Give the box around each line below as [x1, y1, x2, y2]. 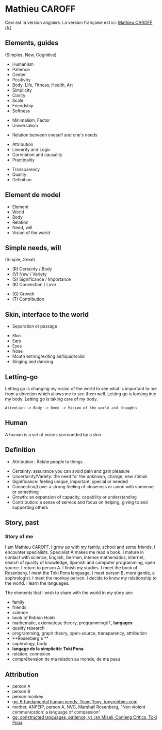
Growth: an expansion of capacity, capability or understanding [12, 494, 137, 500]
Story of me [5, 533, 33, 539]
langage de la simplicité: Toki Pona [12, 646, 84, 652]
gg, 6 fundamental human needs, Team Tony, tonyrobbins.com [12, 699, 138, 705]
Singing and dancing [12, 359, 53, 365]
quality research [12, 625, 45, 631]
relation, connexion [12, 651, 51, 657]
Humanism [12, 61, 34, 67]
